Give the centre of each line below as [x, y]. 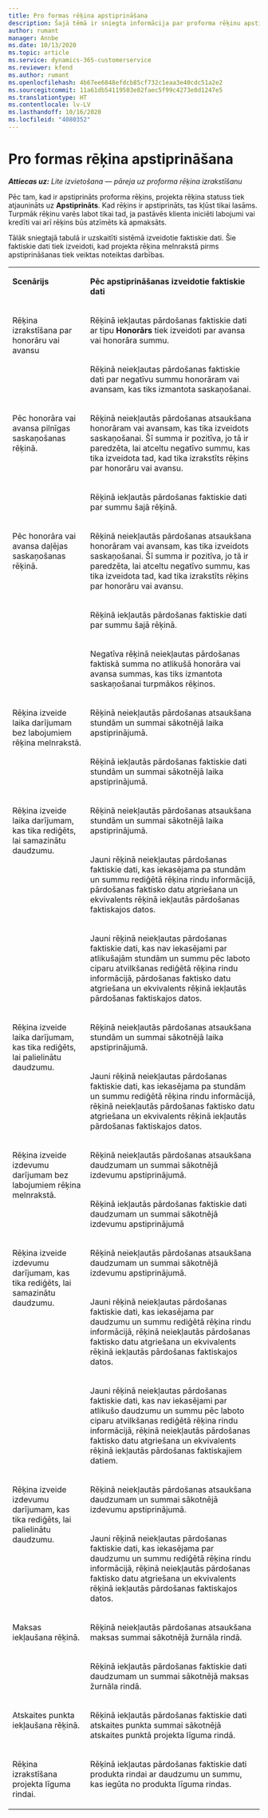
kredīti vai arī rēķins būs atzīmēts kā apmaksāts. [88, 222]
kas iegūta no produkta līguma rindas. [161, 1784]
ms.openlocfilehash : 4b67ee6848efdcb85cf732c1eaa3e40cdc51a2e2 [116, 82]
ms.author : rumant [39, 75]
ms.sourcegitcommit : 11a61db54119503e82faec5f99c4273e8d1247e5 [116, 90]
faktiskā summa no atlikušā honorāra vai [166, 664]
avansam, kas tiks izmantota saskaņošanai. [171, 389]
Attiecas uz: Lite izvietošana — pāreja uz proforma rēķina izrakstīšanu [125, 181]
